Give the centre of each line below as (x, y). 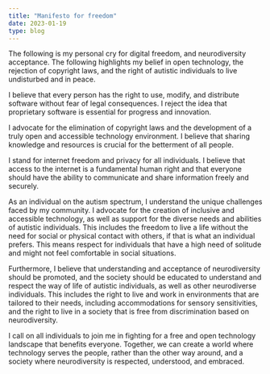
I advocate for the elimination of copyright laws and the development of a (130, 128)
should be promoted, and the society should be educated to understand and (135, 277)
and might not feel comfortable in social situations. (92, 253)
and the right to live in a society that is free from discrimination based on (129, 312)
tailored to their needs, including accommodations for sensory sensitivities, (133, 303)
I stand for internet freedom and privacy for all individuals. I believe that (127, 160)
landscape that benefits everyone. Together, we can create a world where (131, 344)
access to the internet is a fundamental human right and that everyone (125, 169)
